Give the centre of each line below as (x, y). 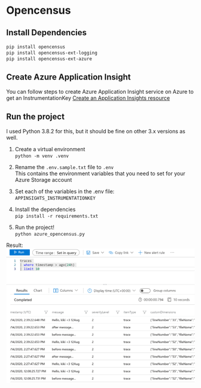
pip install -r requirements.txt (57, 216)
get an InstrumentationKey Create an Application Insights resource (88, 98)
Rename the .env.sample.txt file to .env (64, 167)
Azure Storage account (43, 179)
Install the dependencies (45, 209)
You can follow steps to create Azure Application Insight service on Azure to (100, 91)
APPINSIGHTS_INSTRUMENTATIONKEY (55, 198)
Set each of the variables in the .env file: (65, 191)
